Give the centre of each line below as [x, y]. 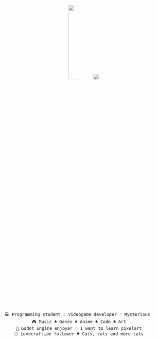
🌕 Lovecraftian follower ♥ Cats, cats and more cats [79, 334]
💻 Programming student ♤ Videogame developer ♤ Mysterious [77, 314]
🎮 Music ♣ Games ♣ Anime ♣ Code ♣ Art [79, 322]
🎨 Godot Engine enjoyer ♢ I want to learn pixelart [79, 328]
